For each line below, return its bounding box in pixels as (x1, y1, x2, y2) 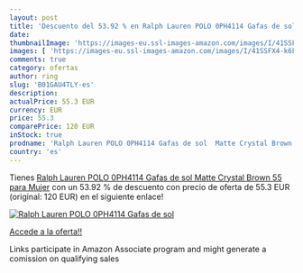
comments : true (9, 55, 67, 64)
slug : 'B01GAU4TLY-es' (9, 80, 95, 89)
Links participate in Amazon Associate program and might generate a (9, 243, 267, 254)
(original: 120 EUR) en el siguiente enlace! (9, 191, 164, 202)
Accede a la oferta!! (9, 226, 83, 237)
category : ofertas (9, 64, 78, 73)
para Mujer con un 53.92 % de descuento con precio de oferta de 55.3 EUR (9, 181, 290, 192)
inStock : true (9, 131, 63, 140)
